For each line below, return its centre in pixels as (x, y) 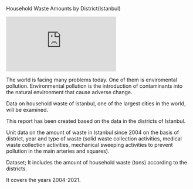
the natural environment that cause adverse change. (70, 92)
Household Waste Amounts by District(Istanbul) (64, 8)
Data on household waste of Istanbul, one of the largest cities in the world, (96, 104)
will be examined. (27, 110)
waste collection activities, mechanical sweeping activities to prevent (89, 145)
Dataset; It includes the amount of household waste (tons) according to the (97, 162)
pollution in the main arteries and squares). (58, 151)
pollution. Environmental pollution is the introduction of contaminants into (94, 86)
